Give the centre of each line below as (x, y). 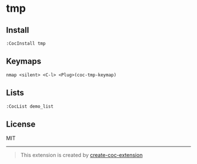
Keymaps (24, 61)
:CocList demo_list (30, 106)
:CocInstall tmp (26, 43)
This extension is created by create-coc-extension (81, 155)
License (21, 124)
